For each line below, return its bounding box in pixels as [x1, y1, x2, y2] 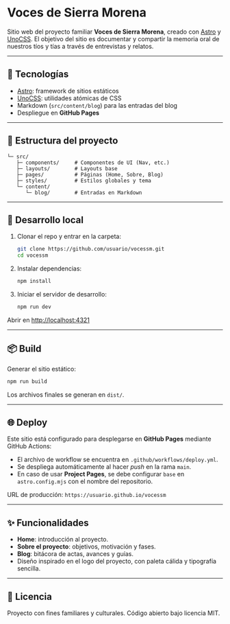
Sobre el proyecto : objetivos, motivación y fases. [16, 542, 156, 551]
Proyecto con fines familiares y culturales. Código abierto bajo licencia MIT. [7, 609, 220, 617]
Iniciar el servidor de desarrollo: [16, 290, 107, 298]
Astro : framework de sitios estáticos [16, 86, 119, 95]
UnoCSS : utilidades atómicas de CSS [16, 94, 122, 102]
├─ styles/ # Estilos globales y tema [16, 177, 152, 184]
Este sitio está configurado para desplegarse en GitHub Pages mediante [7, 435, 212, 443]
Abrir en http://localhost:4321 [7, 316, 90, 324]
